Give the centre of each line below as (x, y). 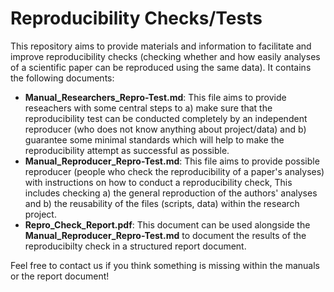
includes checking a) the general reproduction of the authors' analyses (171, 193)
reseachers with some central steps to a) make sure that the (148, 108)
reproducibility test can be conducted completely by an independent (166, 118)
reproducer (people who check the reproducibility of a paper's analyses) (174, 171)
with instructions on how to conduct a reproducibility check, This (158, 182)
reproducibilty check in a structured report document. (135, 246)
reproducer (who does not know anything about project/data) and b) (165, 129)
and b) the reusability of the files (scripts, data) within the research (162, 203)
